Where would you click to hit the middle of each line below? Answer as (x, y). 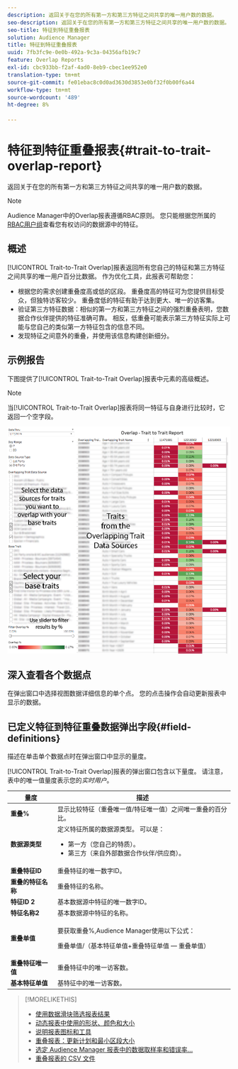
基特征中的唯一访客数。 (92, 983)
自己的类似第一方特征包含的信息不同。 (92, 327)
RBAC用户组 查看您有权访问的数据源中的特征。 (75, 224)
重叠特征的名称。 (83, 886)
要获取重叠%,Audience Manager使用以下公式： (126, 931)
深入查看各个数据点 (49, 675)
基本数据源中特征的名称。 (95, 913)
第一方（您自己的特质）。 (103, 844)
